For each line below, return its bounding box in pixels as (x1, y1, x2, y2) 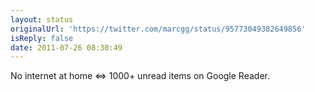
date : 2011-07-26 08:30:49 (10, 42, 123, 53)
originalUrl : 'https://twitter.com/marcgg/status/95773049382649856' (10, 24, 307, 34)
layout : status (10, 14, 74, 25)
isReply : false (10, 33, 74, 43)
